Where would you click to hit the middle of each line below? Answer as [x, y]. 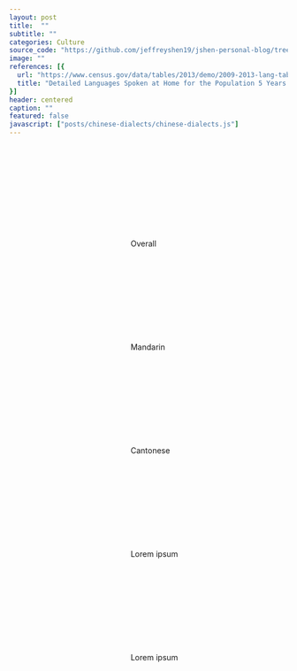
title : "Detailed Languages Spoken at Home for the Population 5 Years [152, 83]
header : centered [41, 100]
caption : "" [31, 108]
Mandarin [148, 347]
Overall [144, 243]
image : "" [27, 58]
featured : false [39, 116]
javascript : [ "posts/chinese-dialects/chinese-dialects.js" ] [124, 125]
